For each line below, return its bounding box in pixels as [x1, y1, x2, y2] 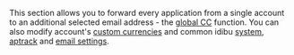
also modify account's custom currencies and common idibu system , [9, 27, 264, 36]
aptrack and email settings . [9, 35, 109, 46]
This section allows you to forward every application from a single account [9, 8, 285, 18]
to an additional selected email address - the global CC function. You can [9, 17, 280, 27]
